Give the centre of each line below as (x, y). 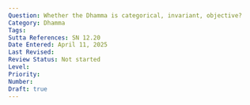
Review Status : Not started (55, 60)
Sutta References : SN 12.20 (55, 37)
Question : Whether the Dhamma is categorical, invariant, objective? (125, 15)
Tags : (17, 30)
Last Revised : (32, 52)
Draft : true (28, 89)
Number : (21, 81)
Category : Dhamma (37, 23)
